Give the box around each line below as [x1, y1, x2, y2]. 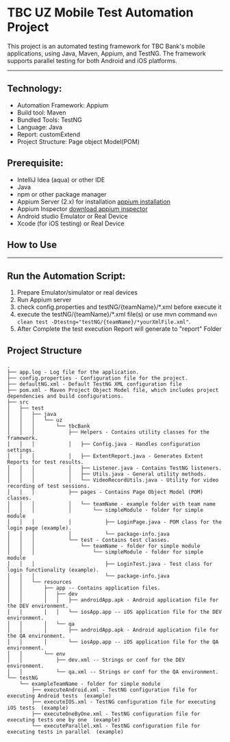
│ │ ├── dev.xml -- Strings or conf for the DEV [7, 656, 186, 663]
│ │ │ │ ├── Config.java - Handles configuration [7, 441, 201, 447]
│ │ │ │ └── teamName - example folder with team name [7, 501, 216, 508]
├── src [7, 399, 29, 406]
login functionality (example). [7, 567, 99, 573]
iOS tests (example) [7, 704, 69, 711]
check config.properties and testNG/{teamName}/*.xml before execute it [16, 303, 222, 311]
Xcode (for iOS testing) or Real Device [16, 219, 125, 227]
